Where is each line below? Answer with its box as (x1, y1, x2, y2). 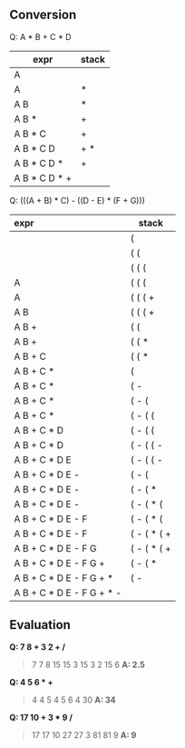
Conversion (9, 7, 77, 23)
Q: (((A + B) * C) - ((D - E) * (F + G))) (9, 194, 145, 205)
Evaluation (9, 617, 71, 633)
